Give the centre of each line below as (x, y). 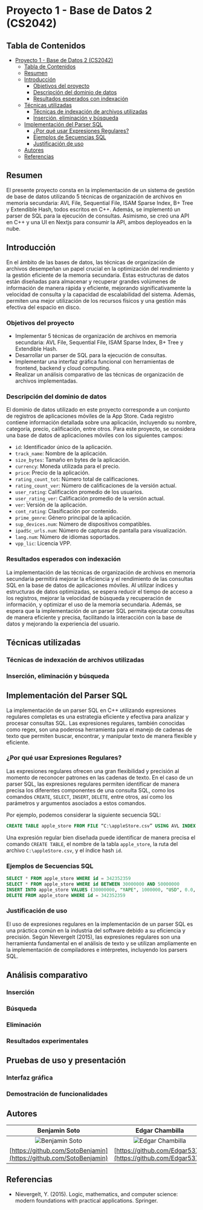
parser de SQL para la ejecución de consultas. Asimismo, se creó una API (98, 216)
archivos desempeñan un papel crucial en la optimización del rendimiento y (100, 268)
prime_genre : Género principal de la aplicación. (73, 518)
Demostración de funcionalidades (57, 1094)
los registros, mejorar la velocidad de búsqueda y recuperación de (89, 598)
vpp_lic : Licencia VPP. (43, 543)
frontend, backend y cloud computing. (63, 368)
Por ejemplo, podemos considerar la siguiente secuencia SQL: (84, 815)
